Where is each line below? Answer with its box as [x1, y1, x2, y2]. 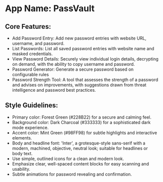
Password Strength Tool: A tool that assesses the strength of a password [12, 77, 159, 82]
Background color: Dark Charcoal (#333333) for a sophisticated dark [12, 119, 151, 125]
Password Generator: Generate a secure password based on [12, 66, 134, 72]
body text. [12, 150, 33, 156]
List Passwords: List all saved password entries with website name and [12, 46, 155, 51]
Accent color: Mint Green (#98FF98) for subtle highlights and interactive [12, 130, 157, 136]
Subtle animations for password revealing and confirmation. [12, 171, 132, 177]
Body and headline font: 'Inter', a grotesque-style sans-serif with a [12, 140, 145, 146]
